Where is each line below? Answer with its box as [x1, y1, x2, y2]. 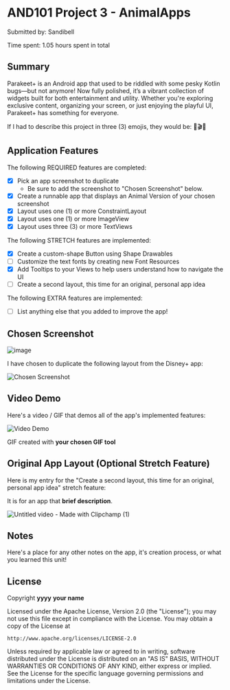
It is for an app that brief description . [7, 496, 113, 505]
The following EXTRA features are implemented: [7, 294, 143, 303]
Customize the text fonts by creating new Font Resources [16, 257, 180, 265]
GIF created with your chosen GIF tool [7, 438, 116, 446]
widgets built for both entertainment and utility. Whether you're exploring [7, 94, 214, 102]
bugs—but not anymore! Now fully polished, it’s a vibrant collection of [7, 86, 205, 94]
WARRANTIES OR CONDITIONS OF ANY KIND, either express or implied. [7, 662, 211, 670]
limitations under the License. [7, 677, 91, 685]
